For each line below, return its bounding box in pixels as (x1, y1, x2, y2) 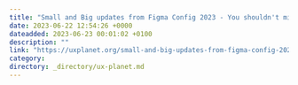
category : (9, 54, 46, 63)
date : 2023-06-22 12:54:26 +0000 (9, 21, 133, 30)
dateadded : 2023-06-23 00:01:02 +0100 (9, 29, 153, 38)
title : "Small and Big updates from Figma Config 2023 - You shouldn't (9, 12, 279, 22)
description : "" (9, 37, 69, 47)
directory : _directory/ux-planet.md (9, 63, 145, 72)
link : (9, 46, 29, 55)
